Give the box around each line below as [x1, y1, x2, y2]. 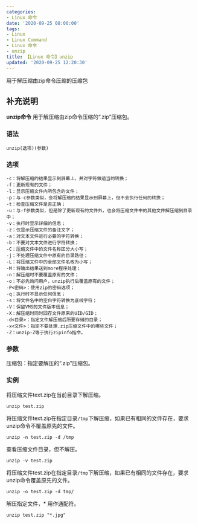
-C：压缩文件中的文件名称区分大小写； [6, 246, 89, 252]
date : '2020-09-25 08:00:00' [6, 20, 80, 26]
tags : [6, 25, 20, 32]
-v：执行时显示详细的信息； [6, 220, 66, 227]
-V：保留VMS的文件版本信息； [6, 303, 69, 310]
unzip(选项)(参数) [6, 145, 49, 151]
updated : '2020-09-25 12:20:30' [6, 59, 88, 65]
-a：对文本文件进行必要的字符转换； [6, 233, 84, 239]
